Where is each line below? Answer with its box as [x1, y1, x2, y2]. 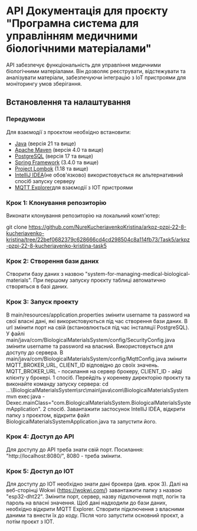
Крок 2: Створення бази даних [6, 257, 99, 265]
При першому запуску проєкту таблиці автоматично [33, 276, 166, 284]
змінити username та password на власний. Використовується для [6, 343, 173, 350]
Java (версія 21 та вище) [14, 140, 77, 147]
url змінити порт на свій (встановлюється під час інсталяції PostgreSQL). [6, 324, 190, 331]
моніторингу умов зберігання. [6, 80, 83, 87]
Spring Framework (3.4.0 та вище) [14, 158, 99, 166]
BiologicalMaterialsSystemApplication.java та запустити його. [6, 418, 157, 425]
